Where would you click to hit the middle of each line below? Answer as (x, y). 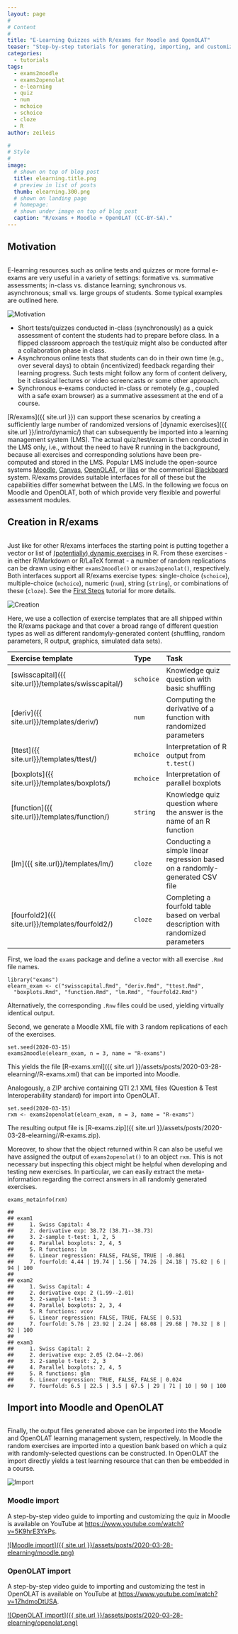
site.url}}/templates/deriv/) (55, 722)
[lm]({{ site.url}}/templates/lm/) (62, 863)
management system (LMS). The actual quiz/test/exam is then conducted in (118, 439)
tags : (15, 67)
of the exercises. (32, 1034)
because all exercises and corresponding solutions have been (98, 454)
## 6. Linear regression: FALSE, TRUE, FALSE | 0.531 (95, 1318)
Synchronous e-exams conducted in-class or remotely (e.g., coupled (118, 388)
